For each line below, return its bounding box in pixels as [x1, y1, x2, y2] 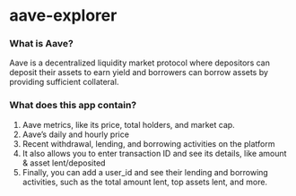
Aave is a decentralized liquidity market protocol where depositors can [9, 57, 271, 68]
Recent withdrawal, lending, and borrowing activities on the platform [22, 138, 275, 149]
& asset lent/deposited [22, 158, 106, 168]
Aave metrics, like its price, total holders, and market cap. [22, 119, 235, 130]
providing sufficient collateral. [9, 77, 119, 88]
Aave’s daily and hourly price [22, 129, 130, 140]
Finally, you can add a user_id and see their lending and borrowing [22, 166, 269, 177]
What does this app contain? [9, 99, 137, 112]
